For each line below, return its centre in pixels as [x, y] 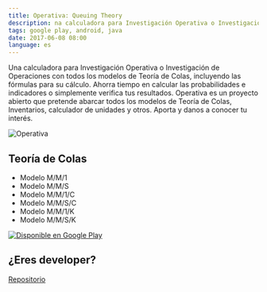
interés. [21, 118]
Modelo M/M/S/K [48, 220]
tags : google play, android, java [66, 30]
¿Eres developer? [52, 260]
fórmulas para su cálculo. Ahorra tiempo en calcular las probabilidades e [127, 85]
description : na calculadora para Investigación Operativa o [112, 23]
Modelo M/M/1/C [47, 194]
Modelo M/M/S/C [48, 202]
